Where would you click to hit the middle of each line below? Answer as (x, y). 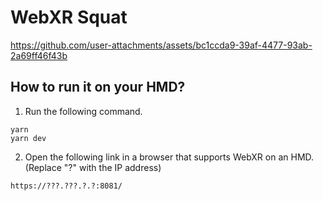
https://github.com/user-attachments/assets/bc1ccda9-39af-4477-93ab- (161, 45)
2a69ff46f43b (39, 55)
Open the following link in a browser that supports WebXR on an (156, 157)
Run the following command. (83, 111)
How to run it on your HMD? (98, 87)
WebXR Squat (69, 17)
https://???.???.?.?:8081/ (66, 186)
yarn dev (28, 138)
